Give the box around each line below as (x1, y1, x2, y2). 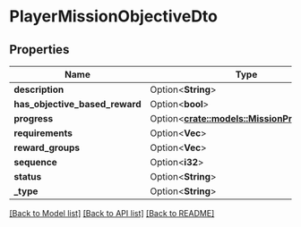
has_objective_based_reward (13, 98, 142, 110)
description (13, 83, 64, 96)
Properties (9, 42, 70, 57)
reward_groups (13, 141, 81, 154)
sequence (13, 156, 57, 168)
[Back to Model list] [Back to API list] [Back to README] (9, 208, 215, 218)
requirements (13, 127, 73, 139)
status (13, 171, 42, 182)
